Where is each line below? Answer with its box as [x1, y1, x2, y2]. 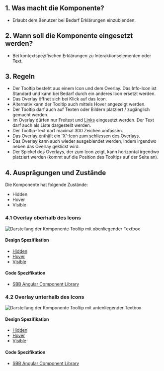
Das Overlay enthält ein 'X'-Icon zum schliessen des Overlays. [12, 133, 140, 139]
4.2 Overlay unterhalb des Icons [5, 293, 84, 300]
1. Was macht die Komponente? [5, 4, 104, 12]
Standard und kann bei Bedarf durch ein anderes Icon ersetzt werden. [12, 91, 156, 96]
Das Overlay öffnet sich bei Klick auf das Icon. [12, 96, 107, 102]
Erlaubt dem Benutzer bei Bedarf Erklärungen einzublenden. [12, 17, 136, 23]
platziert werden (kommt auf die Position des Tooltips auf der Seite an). [12, 154, 159, 160]
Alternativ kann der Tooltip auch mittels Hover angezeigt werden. [12, 101, 146, 107]
